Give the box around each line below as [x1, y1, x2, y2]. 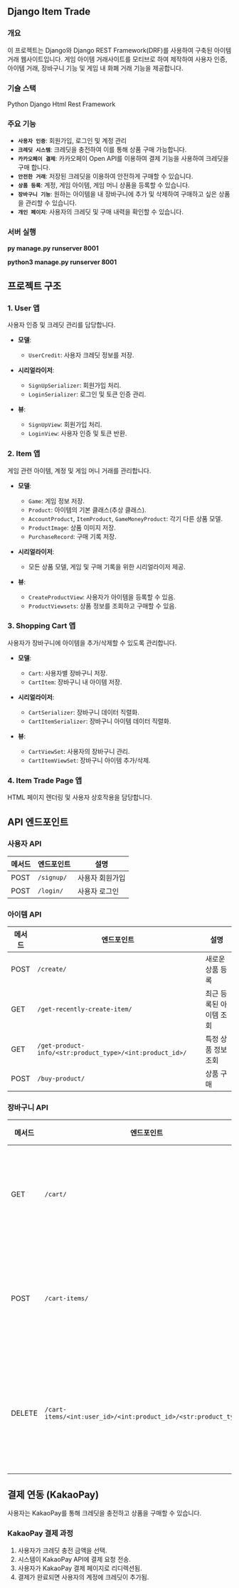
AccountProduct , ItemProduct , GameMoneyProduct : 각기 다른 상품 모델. [28, 514, 223, 522]
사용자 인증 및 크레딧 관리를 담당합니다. [7, 320, 116, 330]
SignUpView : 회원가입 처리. [28, 420, 102, 429]
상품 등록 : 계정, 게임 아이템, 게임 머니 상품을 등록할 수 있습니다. [17, 181, 190, 189]
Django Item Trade [7, 6, 91, 18]
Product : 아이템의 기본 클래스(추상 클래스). [28, 505, 147, 514]
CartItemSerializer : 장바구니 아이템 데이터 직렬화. [28, 717, 171, 725]
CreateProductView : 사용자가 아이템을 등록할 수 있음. [28, 592, 176, 601]
